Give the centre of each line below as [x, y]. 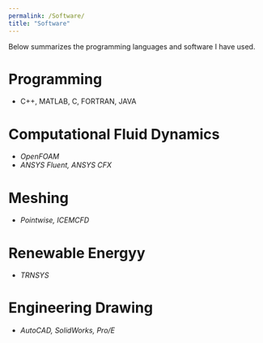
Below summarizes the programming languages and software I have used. [132, 46]
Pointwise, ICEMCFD [55, 220]
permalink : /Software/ [47, 16]
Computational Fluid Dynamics [114, 134]
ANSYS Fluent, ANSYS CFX [66, 165]
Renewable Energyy [77, 253]
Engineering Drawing [81, 308]
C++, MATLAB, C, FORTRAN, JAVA [78, 101]
